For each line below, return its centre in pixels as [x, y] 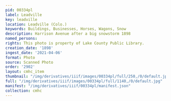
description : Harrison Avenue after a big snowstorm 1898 [68, 34]
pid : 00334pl [19, 10]
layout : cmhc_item [25, 72]
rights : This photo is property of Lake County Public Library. [75, 43]
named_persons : [21, 39]
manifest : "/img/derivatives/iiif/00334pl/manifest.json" [68, 86]
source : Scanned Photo [29, 62]
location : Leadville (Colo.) [36, 24]
